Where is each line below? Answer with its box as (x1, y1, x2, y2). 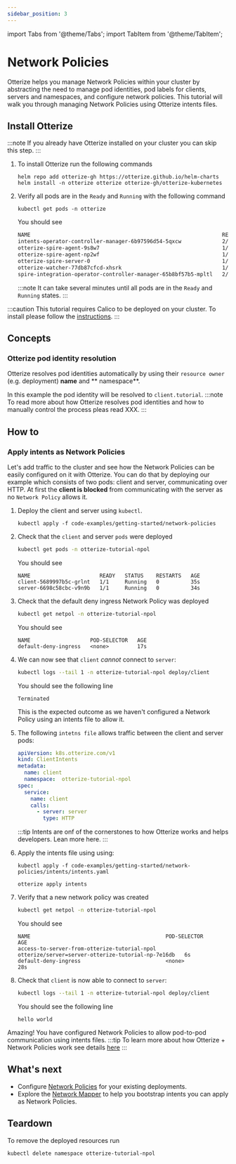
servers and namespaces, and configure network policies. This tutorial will (7, 92, 223, 101)
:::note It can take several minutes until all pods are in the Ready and (17, 283, 213, 292)
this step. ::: (7, 146, 41, 155)
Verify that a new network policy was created (17, 893, 149, 902)
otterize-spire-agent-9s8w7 (17, 245, 100, 252)
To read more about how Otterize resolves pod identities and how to (7, 398, 204, 406)
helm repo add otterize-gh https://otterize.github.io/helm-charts (17, 174, 219, 181)
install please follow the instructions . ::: (7, 312, 120, 321)
